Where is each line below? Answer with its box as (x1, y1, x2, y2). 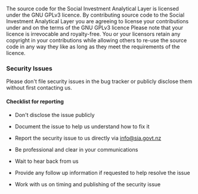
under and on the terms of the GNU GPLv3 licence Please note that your (6, 24, 184, 31)
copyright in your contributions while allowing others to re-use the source (6, 37, 187, 44)
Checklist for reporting (6, 98, 64, 105)
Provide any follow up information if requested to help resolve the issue (14, 169, 190, 176)
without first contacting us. (6, 84, 73, 91)
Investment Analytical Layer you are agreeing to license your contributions (6, 18, 189, 24)
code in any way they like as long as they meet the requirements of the (6, 43, 180, 50)
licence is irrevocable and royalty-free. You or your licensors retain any (6, 30, 181, 38)
